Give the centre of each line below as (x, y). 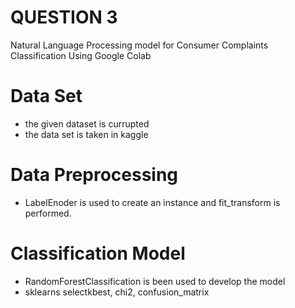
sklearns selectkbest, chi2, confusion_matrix (117, 292)
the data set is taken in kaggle (86, 134)
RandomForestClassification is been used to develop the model (155, 281)
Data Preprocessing (94, 175)
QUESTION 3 (64, 17)
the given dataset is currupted (87, 123)
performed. (48, 213)
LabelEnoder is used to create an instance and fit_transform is (152, 202)
